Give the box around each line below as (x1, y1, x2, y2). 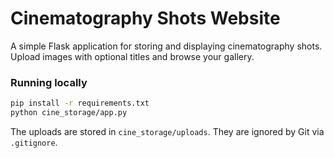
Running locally (10, 75, 88, 89)
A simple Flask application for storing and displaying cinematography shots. (10, 40, 323, 52)
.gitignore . (10, 136, 58, 148)
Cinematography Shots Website (10, 7, 281, 30)
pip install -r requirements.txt (10, 98, 150, 109)
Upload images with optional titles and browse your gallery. (10, 50, 255, 62)
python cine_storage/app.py (10, 108, 128, 118)
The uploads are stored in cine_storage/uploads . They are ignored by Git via (10, 125, 325, 137)
